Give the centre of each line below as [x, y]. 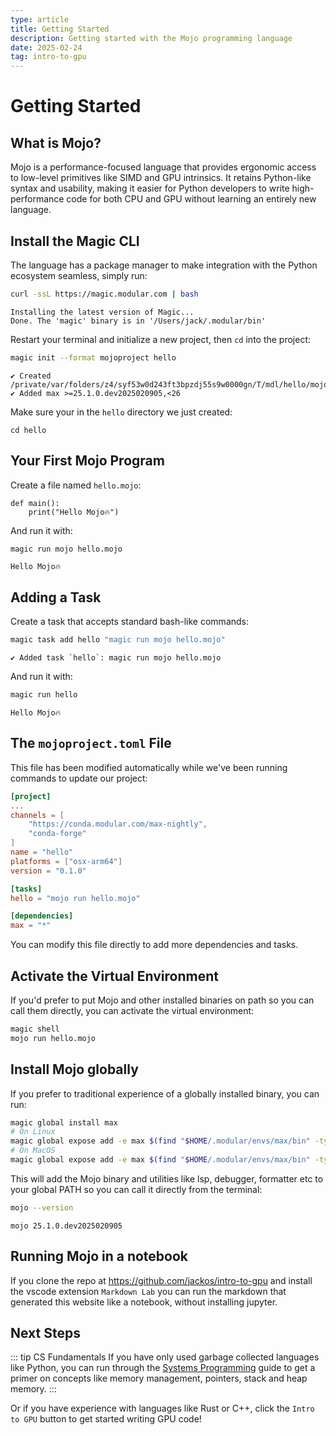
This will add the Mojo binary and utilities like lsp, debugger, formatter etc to [167, 1178]
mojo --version [42, 1207]
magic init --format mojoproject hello [93, 357]
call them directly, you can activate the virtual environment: [132, 1010]
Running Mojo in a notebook [99, 1256]
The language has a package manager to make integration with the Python [164, 265]
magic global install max [64, 1122]
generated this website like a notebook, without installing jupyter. [144, 1302]
